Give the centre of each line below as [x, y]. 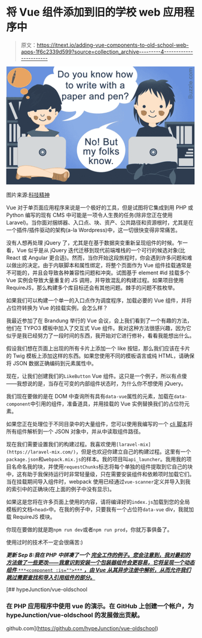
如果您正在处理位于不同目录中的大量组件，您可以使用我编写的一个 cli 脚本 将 [100, 424]
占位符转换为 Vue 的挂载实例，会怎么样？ [57, 308]
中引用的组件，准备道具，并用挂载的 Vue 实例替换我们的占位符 [107, 403]
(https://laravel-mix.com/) [41, 452]
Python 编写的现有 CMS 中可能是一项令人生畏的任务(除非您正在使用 [90, 215]
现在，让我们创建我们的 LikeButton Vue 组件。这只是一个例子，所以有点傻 [97, 376]
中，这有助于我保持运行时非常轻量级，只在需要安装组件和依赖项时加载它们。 [100, 474]
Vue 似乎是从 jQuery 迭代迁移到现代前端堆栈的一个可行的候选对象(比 [101, 250]
